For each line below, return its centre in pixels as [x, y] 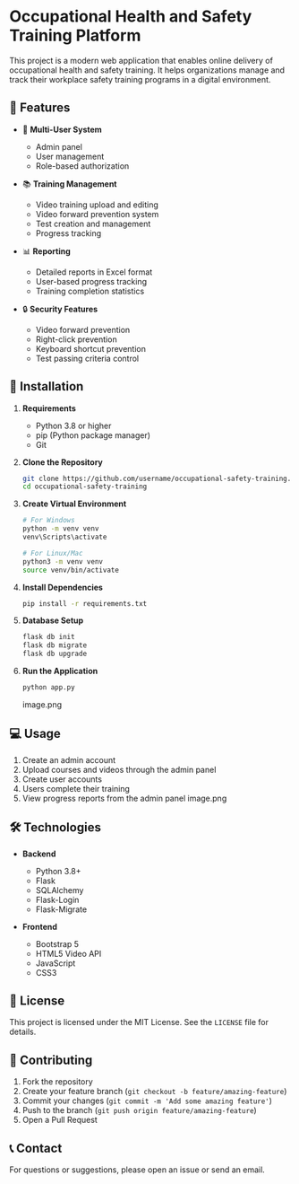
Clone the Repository [62, 462]
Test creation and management [93, 224]
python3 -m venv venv [63, 561]
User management [70, 156]
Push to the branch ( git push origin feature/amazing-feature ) [139, 1110]
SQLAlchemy [60, 890]
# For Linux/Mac [52, 553]
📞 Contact [36, 1148]
